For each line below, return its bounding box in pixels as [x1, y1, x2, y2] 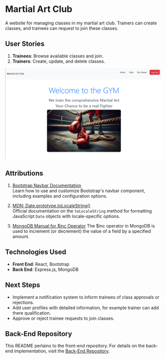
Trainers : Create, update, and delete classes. [12, 58, 105, 64]
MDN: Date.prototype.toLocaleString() [12, 203, 91, 209]
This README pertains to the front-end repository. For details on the [5, 343, 145, 349]
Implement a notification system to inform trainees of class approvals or [12, 294, 160, 300]
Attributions [5, 169, 44, 178]
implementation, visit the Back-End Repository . [14, 348, 110, 354]
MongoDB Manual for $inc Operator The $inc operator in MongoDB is [12, 223, 155, 229]
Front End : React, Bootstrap [12, 261, 70, 267]
